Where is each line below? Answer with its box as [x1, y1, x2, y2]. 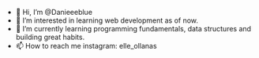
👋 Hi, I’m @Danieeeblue [15, 8, 93, 16]
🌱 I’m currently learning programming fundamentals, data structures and [15, 24, 251, 33]
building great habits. [15, 32, 85, 42]
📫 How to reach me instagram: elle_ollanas [15, 42, 157, 50]
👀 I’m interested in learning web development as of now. [15, 16, 199, 25]
